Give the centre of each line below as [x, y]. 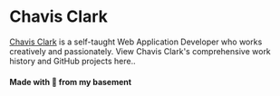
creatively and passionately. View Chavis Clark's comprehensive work [140, 51]
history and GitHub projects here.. [72, 61]
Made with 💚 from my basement [71, 82]
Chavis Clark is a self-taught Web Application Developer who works [136, 42]
